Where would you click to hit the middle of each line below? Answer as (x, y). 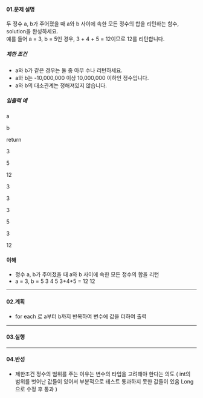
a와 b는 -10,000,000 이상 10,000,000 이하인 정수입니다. (82, 78)
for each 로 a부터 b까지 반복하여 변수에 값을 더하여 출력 (81, 316)
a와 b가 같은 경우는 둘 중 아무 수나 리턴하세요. (69, 70)
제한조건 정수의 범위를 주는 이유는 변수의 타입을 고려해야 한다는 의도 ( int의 (103, 374)
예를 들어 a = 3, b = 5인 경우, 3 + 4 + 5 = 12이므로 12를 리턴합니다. (85, 39)
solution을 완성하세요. (32, 32)
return (14, 140)
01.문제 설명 (21, 9)
